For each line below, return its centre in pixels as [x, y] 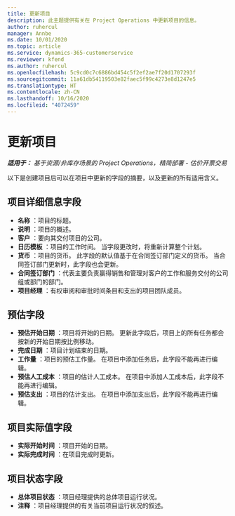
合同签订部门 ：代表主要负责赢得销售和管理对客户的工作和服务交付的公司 [123, 273]
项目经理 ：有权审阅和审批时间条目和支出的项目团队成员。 [101, 290]
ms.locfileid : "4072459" [43, 105]
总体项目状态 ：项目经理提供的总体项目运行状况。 [89, 497]
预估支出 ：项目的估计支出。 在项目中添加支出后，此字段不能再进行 [114, 395]
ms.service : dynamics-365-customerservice [70, 53]
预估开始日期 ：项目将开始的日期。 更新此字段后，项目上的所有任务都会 [121, 333]
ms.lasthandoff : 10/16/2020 [48, 99]
